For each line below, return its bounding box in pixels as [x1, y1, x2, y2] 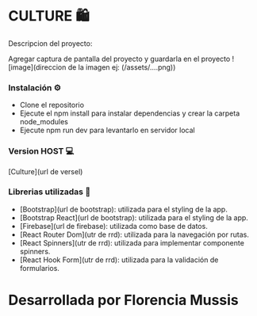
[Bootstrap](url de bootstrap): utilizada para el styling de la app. [19, 204, 228, 214]
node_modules [19, 117, 69, 127]
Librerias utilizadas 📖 [8, 186, 91, 197]
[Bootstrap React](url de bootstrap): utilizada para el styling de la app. [19, 212, 248, 223]
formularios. [19, 263, 59, 272]
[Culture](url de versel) [8, 166, 83, 176]
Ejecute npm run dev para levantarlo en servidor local [19, 125, 196, 135]
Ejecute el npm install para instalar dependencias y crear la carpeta [19, 109, 240, 118]
